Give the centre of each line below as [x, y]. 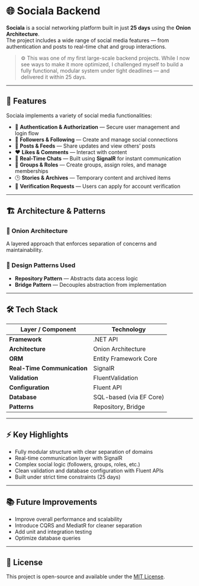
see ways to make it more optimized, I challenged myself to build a [102, 64]
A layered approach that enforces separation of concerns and [81, 244]
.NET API [106, 339]
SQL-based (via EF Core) [129, 397]
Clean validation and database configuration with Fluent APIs [89, 471]
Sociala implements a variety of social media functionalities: [79, 115]
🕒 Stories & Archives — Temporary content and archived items [93, 177]
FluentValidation [115, 377]
